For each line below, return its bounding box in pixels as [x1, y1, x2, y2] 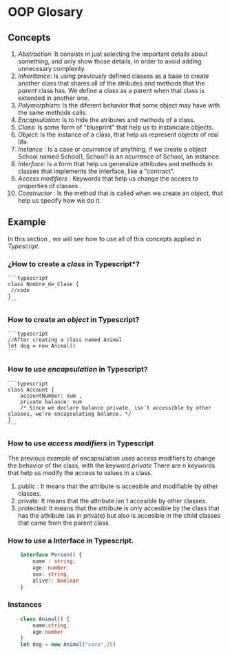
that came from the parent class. [17, 518, 111, 527]
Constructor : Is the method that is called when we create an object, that [17, 189, 223, 197]
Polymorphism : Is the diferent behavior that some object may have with [17, 101, 220, 109]
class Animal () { [20, 615, 70, 623]
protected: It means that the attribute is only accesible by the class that [17, 504, 220, 512]
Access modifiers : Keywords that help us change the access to [17, 174, 199, 183]
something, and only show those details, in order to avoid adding [17, 57, 202, 65]
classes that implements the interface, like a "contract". [17, 167, 175, 175]
